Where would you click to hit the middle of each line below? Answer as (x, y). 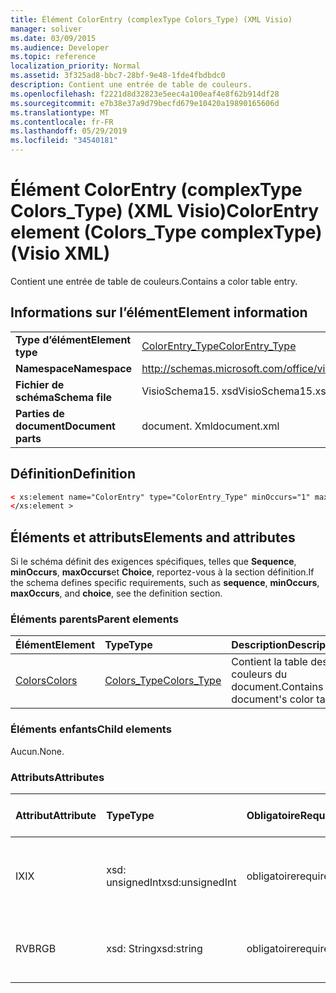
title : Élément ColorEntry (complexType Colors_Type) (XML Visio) (151, 19)
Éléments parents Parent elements (94, 619)
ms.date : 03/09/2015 (53, 38)
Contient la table (269, 662)
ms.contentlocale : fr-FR (62, 122)
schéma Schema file (64, 397)
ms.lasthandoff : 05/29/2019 (69, 131)
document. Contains (277, 687)
